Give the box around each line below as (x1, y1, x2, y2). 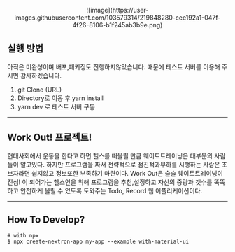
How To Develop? (7, 213, 85, 226)
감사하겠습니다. (20, 71, 62, 80)
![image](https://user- (86, 6, 149, 14)
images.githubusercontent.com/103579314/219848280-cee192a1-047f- (14, 13, 221, 22)
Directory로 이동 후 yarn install (17, 94, 104, 102)
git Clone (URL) (17, 85, 62, 94)
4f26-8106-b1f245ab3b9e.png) (72, 21, 163, 29)
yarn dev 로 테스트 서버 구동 (17, 102, 96, 111)
